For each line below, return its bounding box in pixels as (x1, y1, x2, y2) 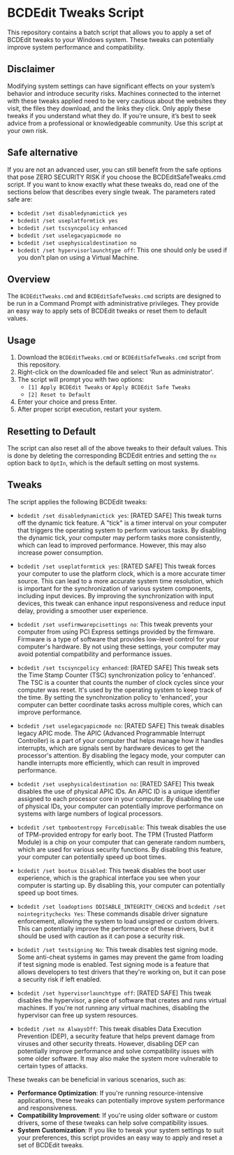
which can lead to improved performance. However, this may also (17, 541, 207, 549)
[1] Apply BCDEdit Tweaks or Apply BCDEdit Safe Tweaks (27, 383, 191, 391)
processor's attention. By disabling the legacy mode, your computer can (17, 751, 226, 760)
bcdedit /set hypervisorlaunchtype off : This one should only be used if (17, 246, 228, 254)
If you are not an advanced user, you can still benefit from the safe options (7, 165, 222, 173)
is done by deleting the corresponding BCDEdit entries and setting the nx (7, 451, 217, 460)
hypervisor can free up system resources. (17, 1011, 138, 1019)
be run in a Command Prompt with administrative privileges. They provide (7, 299, 219, 308)
